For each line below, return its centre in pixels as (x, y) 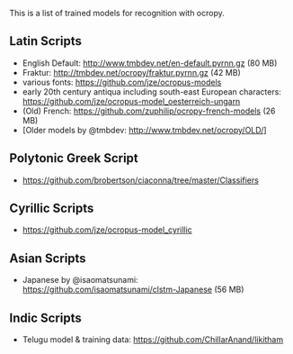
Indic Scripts (46, 318)
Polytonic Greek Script (74, 158)
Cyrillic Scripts (52, 209)
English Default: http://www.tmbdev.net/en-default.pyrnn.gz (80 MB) (150, 63)
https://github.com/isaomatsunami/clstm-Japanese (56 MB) (133, 290)
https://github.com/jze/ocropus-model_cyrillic (107, 230)
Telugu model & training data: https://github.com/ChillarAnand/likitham (153, 340)
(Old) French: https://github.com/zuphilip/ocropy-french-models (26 (149, 111)
